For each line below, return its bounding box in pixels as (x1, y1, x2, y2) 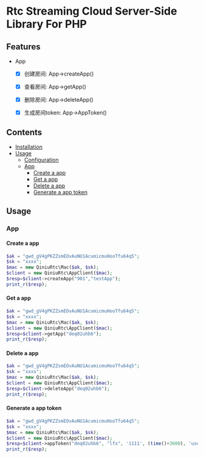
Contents (6, 127, 42, 138)
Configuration (24, 157, 59, 164)
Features (6, 41, 41, 52)
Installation (15, 143, 43, 150)
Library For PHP (6, 17, 87, 31)
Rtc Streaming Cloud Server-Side (6, 4, 177, 18)
